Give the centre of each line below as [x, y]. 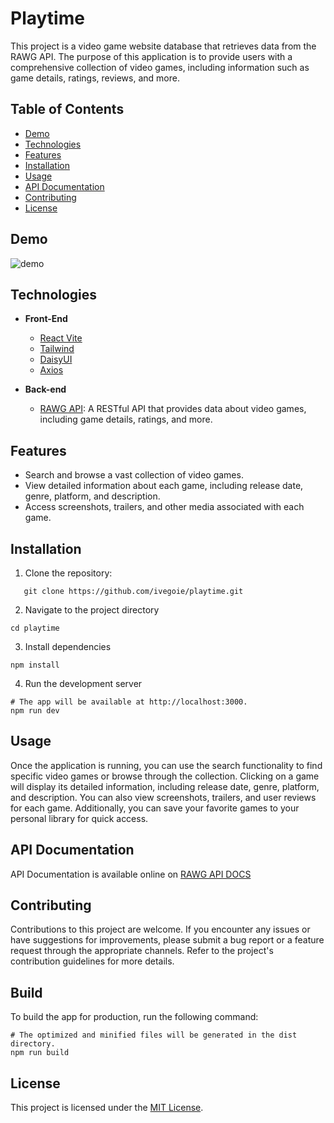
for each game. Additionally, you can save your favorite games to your [155, 808]
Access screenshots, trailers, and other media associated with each [164, 507]
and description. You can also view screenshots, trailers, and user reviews [163, 797]
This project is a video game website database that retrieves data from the [163, 46]
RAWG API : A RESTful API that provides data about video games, [173, 409]
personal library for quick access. [79, 818]
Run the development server [83, 683]
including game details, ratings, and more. [126, 419]
